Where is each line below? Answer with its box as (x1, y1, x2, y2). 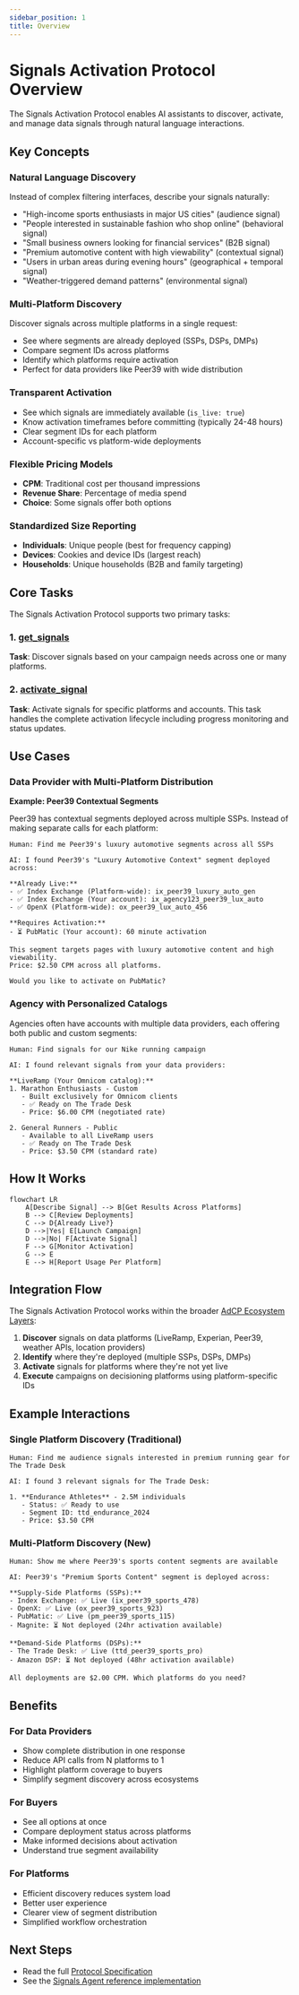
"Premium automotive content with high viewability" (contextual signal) (21, 247, 285, 258)
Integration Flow (9, 1282, 103, 1297)
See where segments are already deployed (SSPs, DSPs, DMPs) (21, 335, 259, 346)
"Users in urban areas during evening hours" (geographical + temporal (21, 256, 284, 267)
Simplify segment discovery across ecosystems (21, 1774, 200, 1784)
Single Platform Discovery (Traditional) (9, 1433, 183, 1446)
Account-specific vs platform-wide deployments (21, 436, 201, 446)
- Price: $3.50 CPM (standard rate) (21, 1146, 158, 1156)
